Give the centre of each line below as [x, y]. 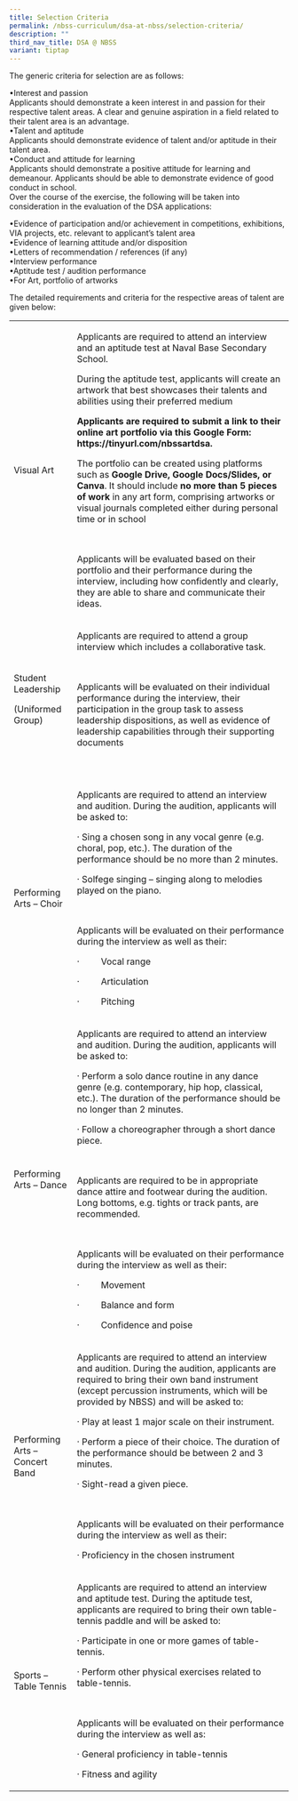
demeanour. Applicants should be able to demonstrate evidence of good [141, 178]
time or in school [111, 519]
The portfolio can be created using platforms [170, 463]
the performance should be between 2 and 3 [170, 1453]
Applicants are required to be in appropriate [168, 1181]
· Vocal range [114, 961]
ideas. [89, 604]
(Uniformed [38, 710]
